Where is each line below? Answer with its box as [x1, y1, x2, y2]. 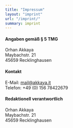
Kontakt [5, 69, 22, 75]
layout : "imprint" [5, 12, 43, 17]
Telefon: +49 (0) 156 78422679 [5, 84, 69, 91]
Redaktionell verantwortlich [5, 96, 63, 102]
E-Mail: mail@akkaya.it [5, 79, 51, 85]
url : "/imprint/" [5, 16, 41, 21]
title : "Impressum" [5, 7, 45, 12]
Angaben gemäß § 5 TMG [5, 36, 58, 42]
